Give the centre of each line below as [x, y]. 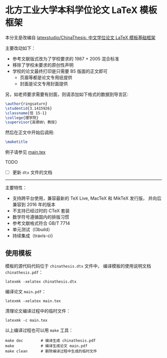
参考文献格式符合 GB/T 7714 [41, 223]
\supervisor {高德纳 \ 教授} [31, 122]
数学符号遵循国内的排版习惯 [41, 217]
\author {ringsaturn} [27, 104]
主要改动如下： [20, 48]
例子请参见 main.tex [25, 152]
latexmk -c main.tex [27, 321]
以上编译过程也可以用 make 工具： [39, 331]
